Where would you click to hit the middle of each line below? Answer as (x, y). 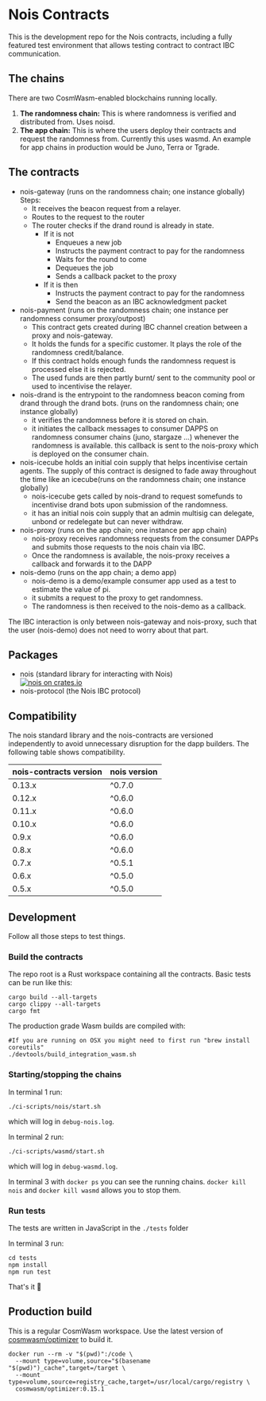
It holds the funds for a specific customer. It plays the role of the (137, 343)
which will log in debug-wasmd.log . (63, 1166)
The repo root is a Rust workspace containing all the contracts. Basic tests (130, 974)
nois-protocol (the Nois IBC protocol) (80, 691)
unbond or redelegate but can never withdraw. (108, 521)
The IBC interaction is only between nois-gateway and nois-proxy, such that (133, 621)
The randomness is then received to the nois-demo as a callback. (139, 606)
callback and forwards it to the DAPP (92, 564)
